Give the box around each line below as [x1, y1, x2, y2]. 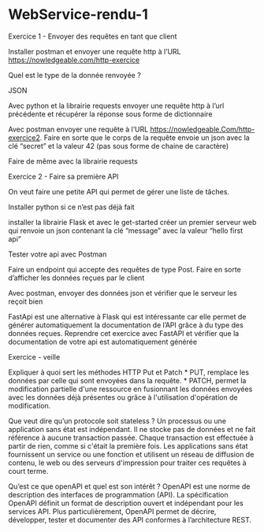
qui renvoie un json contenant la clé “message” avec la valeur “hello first [8, 226, 244, 235]
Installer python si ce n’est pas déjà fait [8, 202, 136, 212]
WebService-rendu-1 [8, 6, 148, 24]
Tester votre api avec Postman [8, 249, 107, 259]
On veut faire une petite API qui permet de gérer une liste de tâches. [8, 187, 230, 196]
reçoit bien [8, 297, 43, 306]
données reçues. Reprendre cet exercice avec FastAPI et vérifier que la [8, 328, 240, 338]
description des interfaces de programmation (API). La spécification [8, 490, 229, 499]
